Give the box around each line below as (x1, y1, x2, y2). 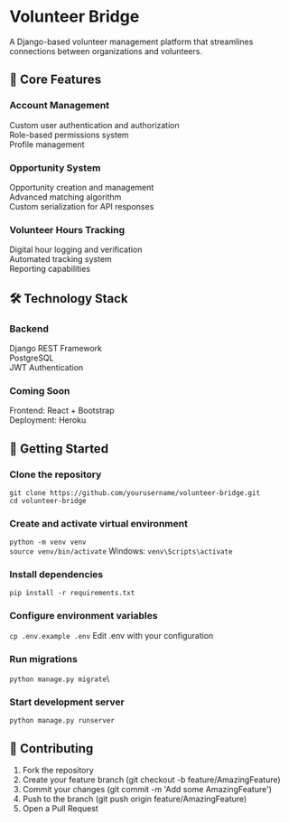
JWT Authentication (9, 361, 84, 372)
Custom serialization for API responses (9, 201, 154, 211)
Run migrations (9, 652, 79, 665)
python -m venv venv (9, 538, 88, 547)
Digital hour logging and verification (9, 244, 143, 255)
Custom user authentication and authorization (9, 119, 181, 130)
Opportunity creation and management (9, 182, 154, 192)
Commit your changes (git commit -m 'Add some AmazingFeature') (22, 784, 273, 795)
